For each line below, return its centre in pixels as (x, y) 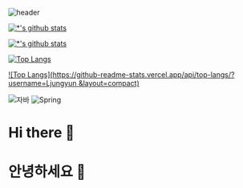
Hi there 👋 (41, 133)
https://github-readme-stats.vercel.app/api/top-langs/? (144, 75)
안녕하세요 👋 (47, 172)
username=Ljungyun (43, 83)
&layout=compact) (109, 83)
